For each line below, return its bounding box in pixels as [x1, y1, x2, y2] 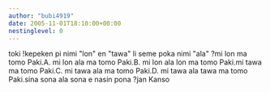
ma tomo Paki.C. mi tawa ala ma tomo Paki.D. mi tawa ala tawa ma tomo [8, 66, 248, 76]
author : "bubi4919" [8, 11, 75, 20]
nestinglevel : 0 [8, 27, 63, 35]
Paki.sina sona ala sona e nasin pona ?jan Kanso [8, 74, 170, 85]
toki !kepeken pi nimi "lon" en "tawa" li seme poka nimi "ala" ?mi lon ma [8, 49, 247, 59]
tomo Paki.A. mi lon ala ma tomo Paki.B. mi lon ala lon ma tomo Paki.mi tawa [8, 57, 262, 67]
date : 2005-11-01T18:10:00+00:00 [8, 19, 122, 27]
